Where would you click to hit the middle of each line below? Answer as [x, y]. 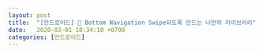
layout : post [30, 15]
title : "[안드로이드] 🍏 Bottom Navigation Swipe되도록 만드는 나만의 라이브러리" [132, 23]
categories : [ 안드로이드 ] [47, 37]
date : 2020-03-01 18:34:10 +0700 [67, 30]
